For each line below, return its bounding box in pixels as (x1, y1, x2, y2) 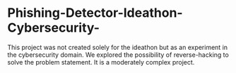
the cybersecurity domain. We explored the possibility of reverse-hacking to (7, 51, 230, 59)
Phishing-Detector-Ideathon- (7, 5, 183, 21)
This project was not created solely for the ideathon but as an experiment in (7, 43, 228, 51)
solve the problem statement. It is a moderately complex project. (7, 58, 195, 66)
